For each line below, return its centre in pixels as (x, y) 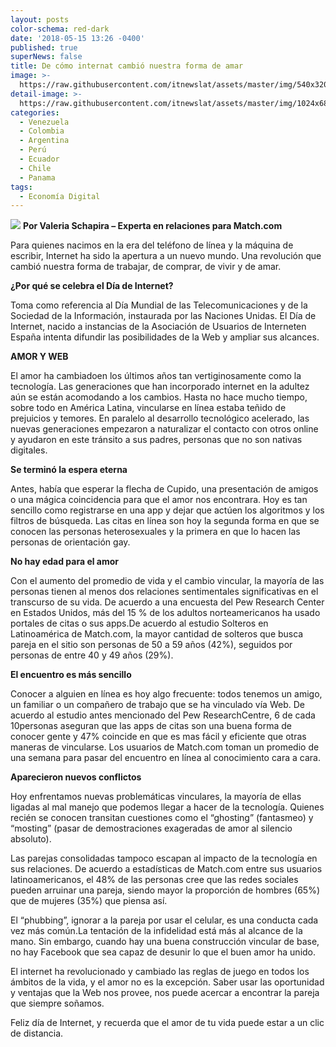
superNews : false (46, 57)
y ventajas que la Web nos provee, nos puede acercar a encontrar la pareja (165, 993)
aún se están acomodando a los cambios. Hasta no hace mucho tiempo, (159, 397)
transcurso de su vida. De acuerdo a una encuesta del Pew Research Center (167, 602)
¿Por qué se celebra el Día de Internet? (92, 286)
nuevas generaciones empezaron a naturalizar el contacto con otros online (164, 429)
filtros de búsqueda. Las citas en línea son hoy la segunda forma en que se (165, 521)
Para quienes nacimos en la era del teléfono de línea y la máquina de (152, 245)
